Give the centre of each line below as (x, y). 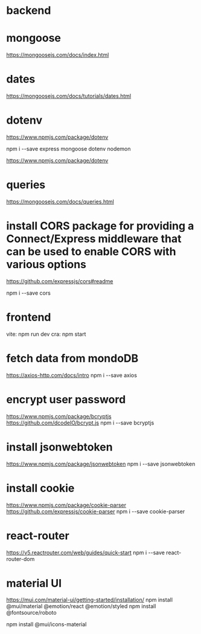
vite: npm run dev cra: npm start (46, 334)
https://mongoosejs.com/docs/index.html (58, 55)
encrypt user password (66, 399)
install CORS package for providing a (100, 226)
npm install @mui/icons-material (46, 624)
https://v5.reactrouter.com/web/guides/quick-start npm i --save (85, 552)
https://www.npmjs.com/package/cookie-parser (66, 505)
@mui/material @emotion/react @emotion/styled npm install (81, 606)
